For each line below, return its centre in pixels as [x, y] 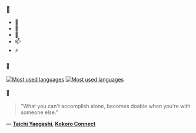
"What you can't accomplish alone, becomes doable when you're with [105, 106]
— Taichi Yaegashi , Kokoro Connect [51, 124]
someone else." [39, 112]
